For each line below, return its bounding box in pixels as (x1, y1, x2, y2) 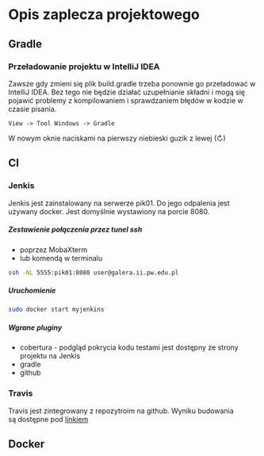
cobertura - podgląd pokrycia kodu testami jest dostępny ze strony (19, 343, 239, 352)
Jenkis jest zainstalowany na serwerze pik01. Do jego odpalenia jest (8, 198, 230, 208)
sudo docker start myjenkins (8, 305, 105, 314)
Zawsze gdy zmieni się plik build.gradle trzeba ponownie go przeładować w (8, 79, 256, 88)
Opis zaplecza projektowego (8, 6, 200, 24)
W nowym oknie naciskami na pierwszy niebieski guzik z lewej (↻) (8, 133, 226, 143)
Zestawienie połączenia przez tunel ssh (8, 224, 143, 235)
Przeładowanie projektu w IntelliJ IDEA (8, 61, 160, 72)
